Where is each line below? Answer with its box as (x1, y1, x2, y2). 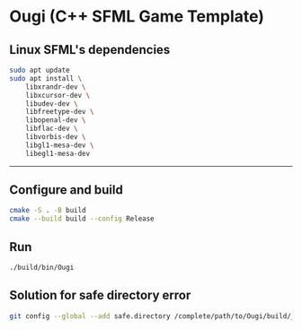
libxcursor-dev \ (25, 91, 91, 100)
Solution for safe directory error (9, 288, 191, 303)
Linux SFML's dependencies (9, 42, 171, 57)
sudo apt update (9, 65, 70, 74)
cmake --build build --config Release (9, 214, 155, 223)
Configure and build (9, 182, 123, 198)
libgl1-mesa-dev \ (25, 141, 94, 150)
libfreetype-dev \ (25, 108, 94, 117)
